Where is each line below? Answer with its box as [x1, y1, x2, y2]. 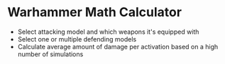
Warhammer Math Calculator [7, 4, 182, 20]
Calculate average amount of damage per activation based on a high [17, 42, 219, 51]
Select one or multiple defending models [17, 34, 137, 43]
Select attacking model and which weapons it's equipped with [17, 27, 199, 36]
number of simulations [17, 50, 84, 58]
